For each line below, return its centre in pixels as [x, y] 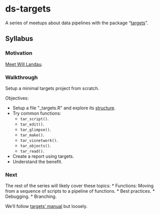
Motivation [19, 53]
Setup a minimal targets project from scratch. [52, 88]
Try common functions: [37, 113]
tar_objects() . [36, 145]
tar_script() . [34, 118]
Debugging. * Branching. [31, 197]
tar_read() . [32, 151]
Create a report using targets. [43, 156]
